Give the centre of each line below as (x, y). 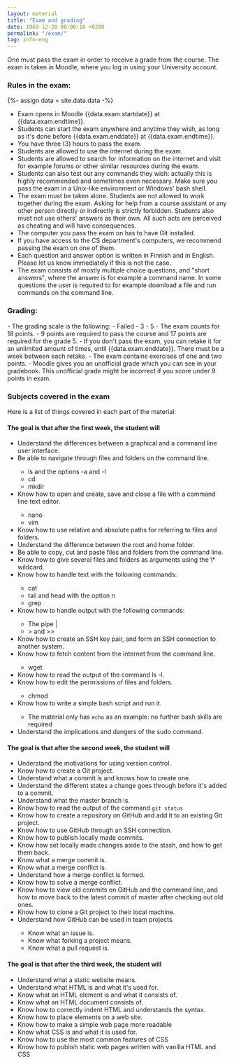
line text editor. (39, 502)
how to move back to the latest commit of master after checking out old (120, 897)
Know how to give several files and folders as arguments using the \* (116, 560)
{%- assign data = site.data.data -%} (60, 101)
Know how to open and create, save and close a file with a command (116, 494)
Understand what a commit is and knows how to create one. (104, 778)
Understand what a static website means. (77, 980)
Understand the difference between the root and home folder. (106, 545)
